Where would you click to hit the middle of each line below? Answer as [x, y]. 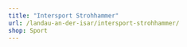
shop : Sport [28, 30]
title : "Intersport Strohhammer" [64, 16]
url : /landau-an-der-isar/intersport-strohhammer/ [94, 23]
